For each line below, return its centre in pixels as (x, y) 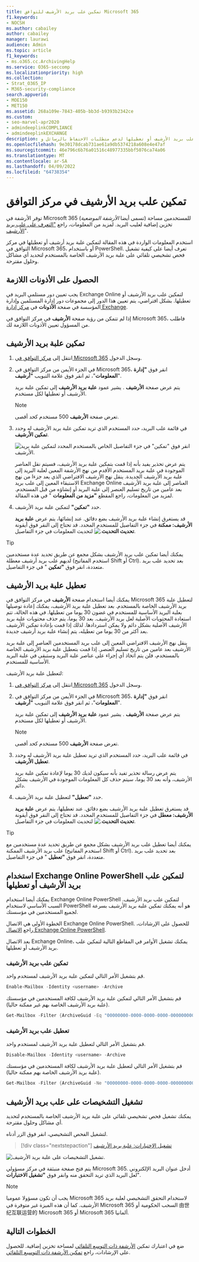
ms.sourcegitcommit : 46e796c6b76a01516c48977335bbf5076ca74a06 (86, 150)
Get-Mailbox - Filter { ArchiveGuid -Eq (54, 1016)
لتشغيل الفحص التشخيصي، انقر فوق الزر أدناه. (57, 1134)
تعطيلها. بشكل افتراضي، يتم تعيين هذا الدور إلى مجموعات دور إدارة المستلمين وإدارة (98, 300)
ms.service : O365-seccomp (38, 67)
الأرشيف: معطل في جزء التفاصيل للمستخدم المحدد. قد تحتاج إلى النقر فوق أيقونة (104, 815)
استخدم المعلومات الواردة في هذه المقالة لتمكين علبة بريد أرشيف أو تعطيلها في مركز (99, 242)
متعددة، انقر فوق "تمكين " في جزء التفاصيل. (55, 566)
